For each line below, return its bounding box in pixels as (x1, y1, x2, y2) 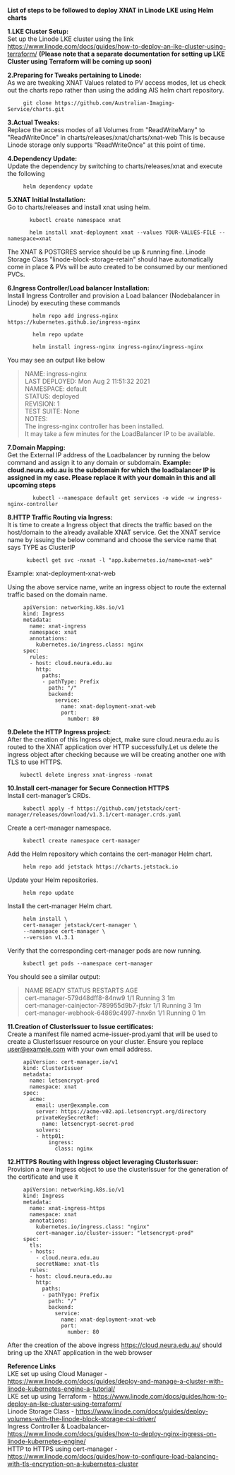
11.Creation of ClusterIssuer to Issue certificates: (7, 1023, 154, 1030)
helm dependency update (23, 183, 93, 190)
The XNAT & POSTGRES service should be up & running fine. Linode (7, 247, 206, 256)
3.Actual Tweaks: (7, 118, 60, 127)
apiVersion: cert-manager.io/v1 (23, 1059, 119, 1066)
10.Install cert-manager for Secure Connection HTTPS (7, 784, 169, 792)
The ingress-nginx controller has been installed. (24, 422, 164, 430)
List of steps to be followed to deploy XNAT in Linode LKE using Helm (7, 6, 214, 14)
